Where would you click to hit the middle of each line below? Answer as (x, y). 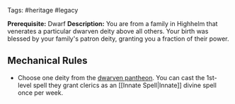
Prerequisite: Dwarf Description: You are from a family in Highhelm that (113, 24)
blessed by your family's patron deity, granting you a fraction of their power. (118, 39)
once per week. (40, 92)
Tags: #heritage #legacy (43, 10)
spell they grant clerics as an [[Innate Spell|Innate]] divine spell (125, 85)
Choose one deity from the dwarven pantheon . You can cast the (111, 77)
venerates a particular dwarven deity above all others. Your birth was (108, 31)
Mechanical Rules (47, 61)
